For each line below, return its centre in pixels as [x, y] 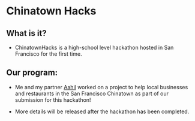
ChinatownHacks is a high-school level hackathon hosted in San [94, 47]
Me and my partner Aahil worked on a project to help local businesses [101, 87]
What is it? [26, 33]
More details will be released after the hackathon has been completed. [102, 111]
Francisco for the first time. [48, 54]
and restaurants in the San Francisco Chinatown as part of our [92, 93]
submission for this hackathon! [53, 99]
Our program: [32, 73]
